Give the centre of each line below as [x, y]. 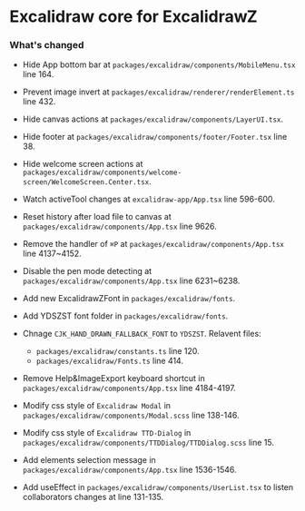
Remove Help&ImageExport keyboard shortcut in [114, 378]
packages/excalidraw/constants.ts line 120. [118, 351]
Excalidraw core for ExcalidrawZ [133, 17]
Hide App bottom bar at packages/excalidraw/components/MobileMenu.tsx [159, 64]
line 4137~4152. [52, 254]
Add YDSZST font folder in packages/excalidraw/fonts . [125, 316]
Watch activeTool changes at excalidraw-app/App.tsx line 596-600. [148, 199]
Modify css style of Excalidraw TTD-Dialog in [107, 433]
